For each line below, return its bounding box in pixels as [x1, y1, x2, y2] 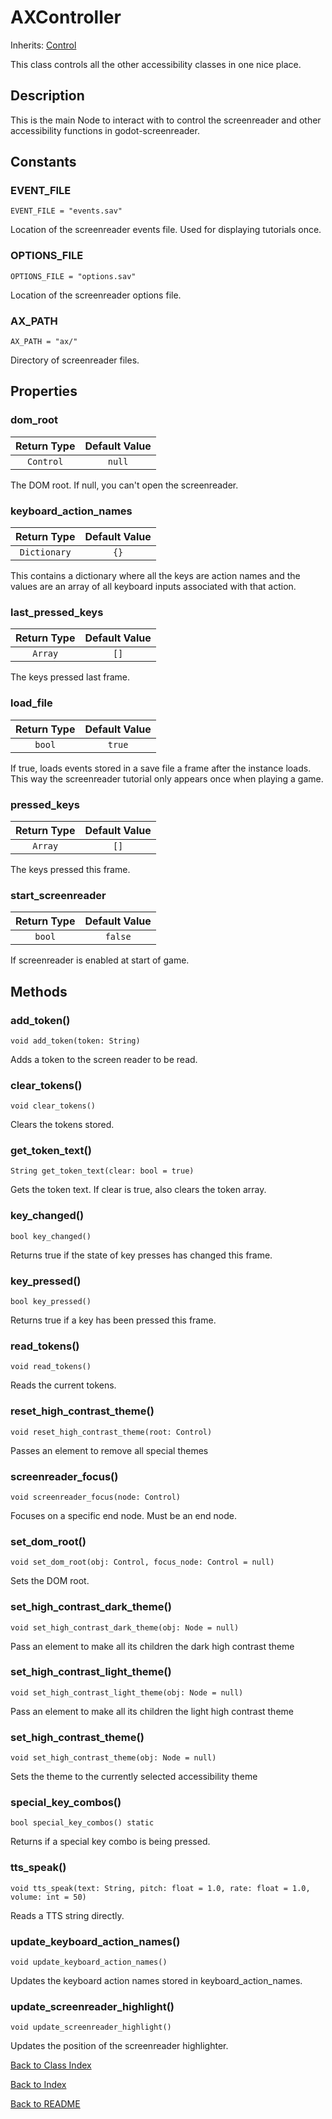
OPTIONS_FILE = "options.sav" [10, 271, 137, 281]
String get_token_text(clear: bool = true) [10, 1166, 195, 1176]
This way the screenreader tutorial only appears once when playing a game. [10, 772, 324, 785]
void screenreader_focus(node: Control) [10, 1492, 182, 1502]
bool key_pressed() [10, 1297, 92, 1307]
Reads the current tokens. [10, 1379, 117, 1391]
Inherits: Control [10, 39, 77, 51]
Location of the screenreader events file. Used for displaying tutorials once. [10, 224, 322, 236]
